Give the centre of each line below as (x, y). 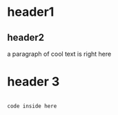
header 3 (33, 82)
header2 (26, 38)
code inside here (32, 106)
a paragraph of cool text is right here (59, 54)
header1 (31, 12)
